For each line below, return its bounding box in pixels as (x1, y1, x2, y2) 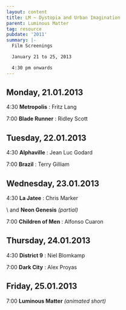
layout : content (6, 9, 47, 15)
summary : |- (6, 37, 36, 43)
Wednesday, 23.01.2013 (6, 178, 100, 188)
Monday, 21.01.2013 (6, 88, 84, 98)
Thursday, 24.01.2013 (6, 235, 91, 246)
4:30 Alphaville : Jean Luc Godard (6, 149, 93, 156)
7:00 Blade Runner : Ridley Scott (6, 115, 88, 122)
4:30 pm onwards (12, 64, 53, 71)
